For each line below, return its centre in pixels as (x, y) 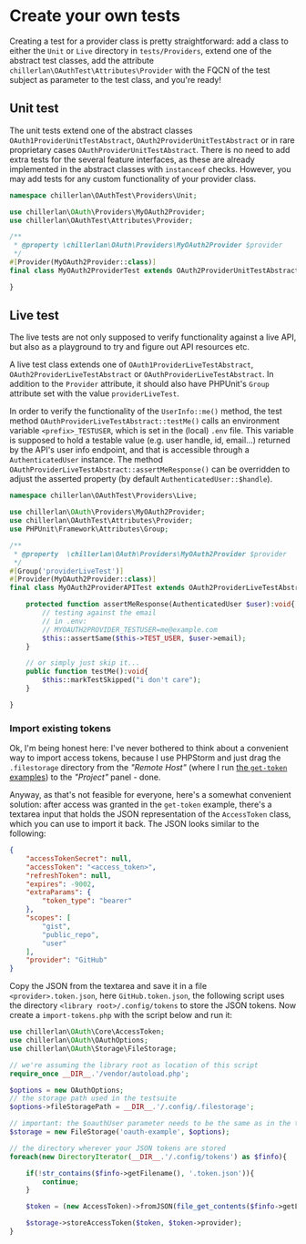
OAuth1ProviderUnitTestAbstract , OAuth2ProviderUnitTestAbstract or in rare (152, 140)
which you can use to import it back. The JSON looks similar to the (134, 824)
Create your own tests (95, 16)
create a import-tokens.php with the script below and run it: (121, 1015)
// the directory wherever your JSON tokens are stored (117, 1148)
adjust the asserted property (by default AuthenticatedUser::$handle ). (141, 479)
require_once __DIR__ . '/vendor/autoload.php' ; (99, 1074)
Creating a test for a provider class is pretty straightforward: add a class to (149, 41)
